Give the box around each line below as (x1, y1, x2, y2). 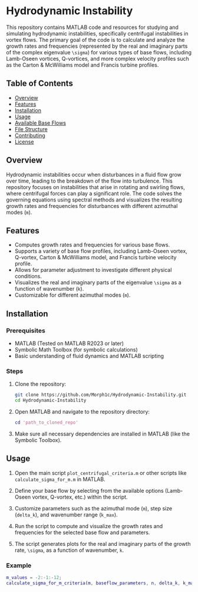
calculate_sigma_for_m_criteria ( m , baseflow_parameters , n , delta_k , (6, 580, 181, 586)
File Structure (14, 125, 48, 132)
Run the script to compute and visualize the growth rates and (14, 522, 163, 529)
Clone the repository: (14, 380, 67, 388)
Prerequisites (6, 326, 45, 334)
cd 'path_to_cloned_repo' (14, 419, 78, 426)
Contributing (14, 132, 45, 139)
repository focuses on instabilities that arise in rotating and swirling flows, (6, 183, 186, 190)
